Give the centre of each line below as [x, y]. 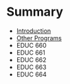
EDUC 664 [32, 74]
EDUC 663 [31, 67]
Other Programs [39, 38]
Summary [35, 12]
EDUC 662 [31, 59]
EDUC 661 [31, 53]
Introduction [34, 31]
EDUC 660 [32, 45]
